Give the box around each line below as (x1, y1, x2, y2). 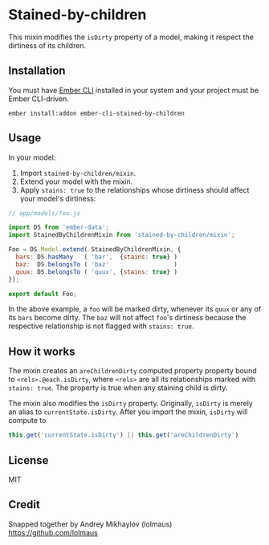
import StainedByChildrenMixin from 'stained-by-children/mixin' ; (8, 231, 235, 239)
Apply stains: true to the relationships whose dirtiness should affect (19, 185, 250, 194)
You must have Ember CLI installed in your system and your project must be (8, 85, 259, 95)
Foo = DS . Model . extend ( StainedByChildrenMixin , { (8, 246, 181, 254)
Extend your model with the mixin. (19, 177, 133, 186)
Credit (8, 498, 40, 511)
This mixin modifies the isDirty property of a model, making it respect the (8, 32, 255, 42)
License (8, 453, 49, 467)
